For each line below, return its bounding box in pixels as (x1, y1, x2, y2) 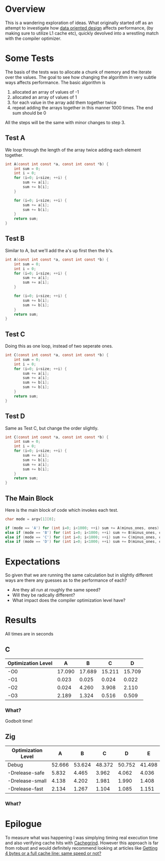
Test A (5, 134, 26, 142)
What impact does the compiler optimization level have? (12, 597, 126, 603)
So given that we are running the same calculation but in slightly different (5, 572, 153, 578)
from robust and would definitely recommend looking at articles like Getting (5, 845, 158, 851)
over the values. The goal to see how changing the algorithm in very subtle (5, 74, 157, 80)
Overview (5, 3, 46, 15)
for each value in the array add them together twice (12, 99, 117, 105)
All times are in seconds (5, 631, 54, 637)
